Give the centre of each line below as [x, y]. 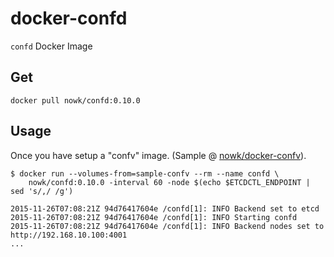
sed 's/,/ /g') [42, 191]
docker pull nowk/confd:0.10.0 [75, 100]
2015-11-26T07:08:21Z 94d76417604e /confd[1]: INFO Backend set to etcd [165, 208]
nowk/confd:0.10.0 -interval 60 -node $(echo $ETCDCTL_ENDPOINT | [169, 182]
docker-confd [69, 18]
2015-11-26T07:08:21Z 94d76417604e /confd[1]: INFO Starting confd [154, 217]
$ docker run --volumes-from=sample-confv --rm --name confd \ [145, 173]
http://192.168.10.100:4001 [69, 235]
